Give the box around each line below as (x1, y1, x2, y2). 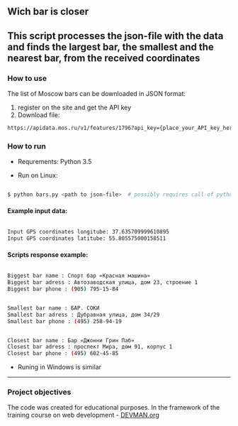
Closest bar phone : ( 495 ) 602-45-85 (7, 350, 119, 357)
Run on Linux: (17, 171, 58, 180)
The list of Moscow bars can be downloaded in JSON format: (7, 89, 186, 98)
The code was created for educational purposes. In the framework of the (7, 403, 220, 412)
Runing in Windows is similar (17, 363, 101, 371)
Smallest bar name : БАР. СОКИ (7, 305, 100, 312)
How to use (7, 73, 47, 83)
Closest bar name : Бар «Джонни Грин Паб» (7, 337, 135, 344)
